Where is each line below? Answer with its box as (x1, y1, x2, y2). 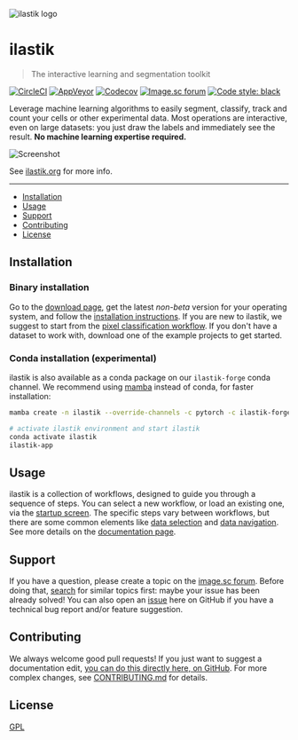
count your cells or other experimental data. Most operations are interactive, (9, 112, 288, 123)
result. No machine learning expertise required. (9, 131, 187, 142)
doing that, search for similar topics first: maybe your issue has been (9, 586, 260, 596)
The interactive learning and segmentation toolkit (30, 68, 211, 79)
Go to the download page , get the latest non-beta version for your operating (9, 302, 287, 312)
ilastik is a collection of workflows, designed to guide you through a (9, 489, 256, 500)
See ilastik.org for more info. (9, 165, 113, 177)
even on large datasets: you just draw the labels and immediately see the (9, 122, 276, 132)
